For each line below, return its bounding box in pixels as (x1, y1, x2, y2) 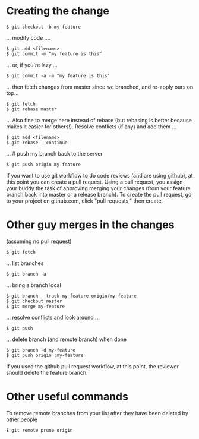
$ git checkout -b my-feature (6, 24, 81, 30)
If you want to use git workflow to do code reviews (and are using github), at (6, 172, 193, 179)
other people (6, 416, 37, 423)
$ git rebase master (6, 106, 58, 112)
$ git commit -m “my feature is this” (6, 50, 102, 57)
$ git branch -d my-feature (6, 347, 76, 353)
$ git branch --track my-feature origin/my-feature (6, 293, 137, 299)
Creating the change (6, 4, 110, 18)
